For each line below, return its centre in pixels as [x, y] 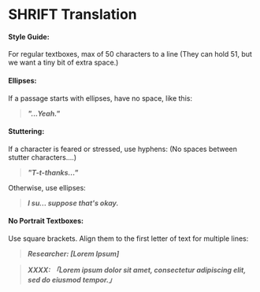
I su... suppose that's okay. [73, 203]
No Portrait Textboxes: [46, 221]
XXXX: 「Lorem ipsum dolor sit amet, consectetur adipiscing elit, [137, 270]
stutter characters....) [43, 157]
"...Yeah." [44, 113]
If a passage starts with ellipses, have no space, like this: [100, 98]
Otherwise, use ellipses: [47, 187]
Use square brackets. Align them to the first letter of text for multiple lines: [128, 238]
